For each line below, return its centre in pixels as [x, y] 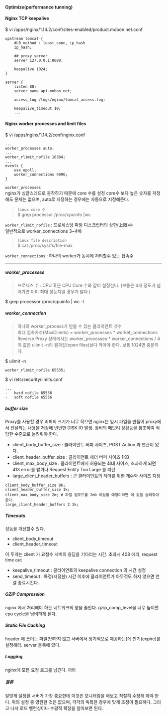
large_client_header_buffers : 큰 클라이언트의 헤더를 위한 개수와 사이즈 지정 [86, 476]
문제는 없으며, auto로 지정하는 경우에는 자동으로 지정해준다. [72, 199]
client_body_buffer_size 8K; [35, 485]
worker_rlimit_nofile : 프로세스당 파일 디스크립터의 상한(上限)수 [69, 225]
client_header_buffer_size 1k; [38, 489]
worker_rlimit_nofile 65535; [35, 370]
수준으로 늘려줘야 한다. [36, 434]
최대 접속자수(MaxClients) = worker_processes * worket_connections [87, 332]
